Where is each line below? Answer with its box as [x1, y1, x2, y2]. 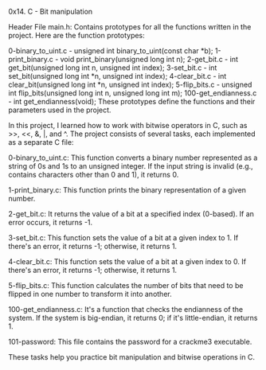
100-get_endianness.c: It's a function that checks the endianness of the [8, 305, 244, 314]
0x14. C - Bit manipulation [8, 7, 93, 16]
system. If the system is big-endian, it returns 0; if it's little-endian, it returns [8, 314, 258, 322]
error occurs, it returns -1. [8, 218, 93, 227]
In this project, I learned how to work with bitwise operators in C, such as [8, 121, 248, 130]
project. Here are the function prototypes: [8, 31, 145, 40]
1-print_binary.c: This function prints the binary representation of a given [8, 185, 247, 194]
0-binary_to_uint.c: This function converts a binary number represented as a [8, 153, 258, 162]
